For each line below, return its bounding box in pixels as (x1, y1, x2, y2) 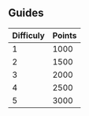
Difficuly (12, 29, 45, 41)
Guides (8, 6, 45, 20)
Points (52, 29, 77, 41)
